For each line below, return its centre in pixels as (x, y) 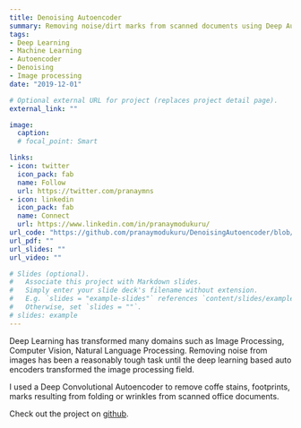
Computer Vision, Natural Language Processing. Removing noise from (138, 350)
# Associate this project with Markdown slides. (106, 282)
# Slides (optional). (50, 274)
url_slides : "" (38, 249)
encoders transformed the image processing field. (102, 369)
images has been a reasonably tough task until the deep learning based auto (150, 360)
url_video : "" (36, 257)
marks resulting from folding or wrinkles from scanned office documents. (144, 396)
